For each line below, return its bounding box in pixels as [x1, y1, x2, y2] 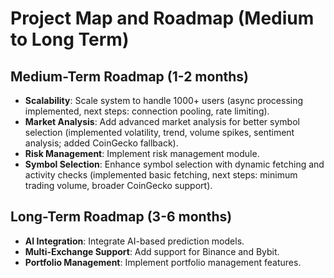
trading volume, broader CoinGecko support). [24, 180, 213, 191]
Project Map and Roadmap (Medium [10, 7, 315, 30]
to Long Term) [10, 28, 130, 51]
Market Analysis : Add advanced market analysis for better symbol [24, 116, 300, 127]
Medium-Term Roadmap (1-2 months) [10, 68, 249, 85]
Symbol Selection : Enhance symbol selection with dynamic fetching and [24, 158, 325, 170]
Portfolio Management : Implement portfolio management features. [24, 256, 302, 268]
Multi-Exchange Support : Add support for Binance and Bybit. [24, 245, 280, 257]
